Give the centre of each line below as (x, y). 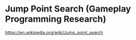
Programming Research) (56, 19)
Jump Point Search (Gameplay (68, 9)
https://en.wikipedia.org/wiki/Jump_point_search (54, 32)
